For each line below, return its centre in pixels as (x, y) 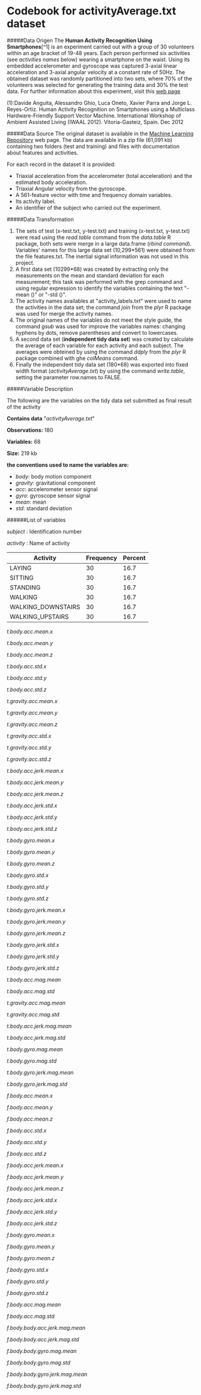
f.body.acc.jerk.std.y (32, 1212)
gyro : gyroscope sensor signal (53, 495)
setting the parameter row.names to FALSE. (68, 377)
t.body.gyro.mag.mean (35, 1049)
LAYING (21, 568)
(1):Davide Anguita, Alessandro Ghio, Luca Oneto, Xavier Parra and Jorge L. (100, 102)
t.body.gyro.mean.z (31, 863)
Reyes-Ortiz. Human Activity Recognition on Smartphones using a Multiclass (101, 109)
